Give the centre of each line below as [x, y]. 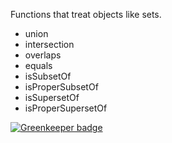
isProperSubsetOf [61, 87]
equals [38, 65]
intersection [49, 44]
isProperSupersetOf [66, 108]
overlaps [43, 55]
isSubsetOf [48, 76]
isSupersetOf [52, 97]
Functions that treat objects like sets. [86, 14]
